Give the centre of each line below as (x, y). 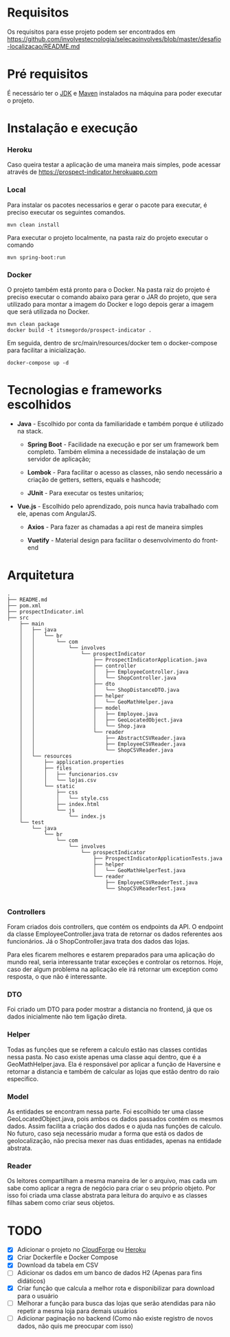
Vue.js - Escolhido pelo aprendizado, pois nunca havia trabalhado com (117, 506)
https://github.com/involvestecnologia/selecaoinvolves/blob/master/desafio (114, 39)
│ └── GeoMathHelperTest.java (139, 870)
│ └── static (47, 786)
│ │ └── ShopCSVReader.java (96, 750)
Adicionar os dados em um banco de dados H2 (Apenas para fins (110, 1273)
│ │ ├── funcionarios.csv (69, 774)
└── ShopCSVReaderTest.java (146, 889)
